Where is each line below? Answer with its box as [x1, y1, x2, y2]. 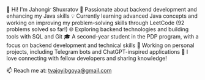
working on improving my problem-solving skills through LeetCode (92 [6, 19, 185, 26]
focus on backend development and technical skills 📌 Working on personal [6, 42, 195, 49]
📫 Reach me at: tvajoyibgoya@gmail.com [6, 67, 112, 74]
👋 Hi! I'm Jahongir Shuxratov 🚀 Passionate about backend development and [6, 6, 197, 13]
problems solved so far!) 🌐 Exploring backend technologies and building [6, 26, 189, 33]
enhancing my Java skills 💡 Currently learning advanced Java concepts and [6, 12, 198, 20]
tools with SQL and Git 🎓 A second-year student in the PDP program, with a [6, 33, 199, 40]
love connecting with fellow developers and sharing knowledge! [6, 55, 167, 62]
